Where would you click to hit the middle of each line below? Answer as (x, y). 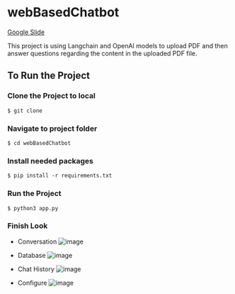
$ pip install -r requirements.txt (60, 176)
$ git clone (25, 111)
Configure (32, 283)
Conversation (37, 241)
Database (31, 255)
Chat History (36, 269)
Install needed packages (50, 160)
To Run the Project (49, 76)
